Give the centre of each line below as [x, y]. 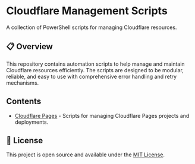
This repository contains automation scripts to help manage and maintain [96, 64]
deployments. [32, 122]
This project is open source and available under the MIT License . [86, 155]
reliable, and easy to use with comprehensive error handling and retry [92, 76]
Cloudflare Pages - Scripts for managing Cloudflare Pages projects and [102, 115]
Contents [24, 102]
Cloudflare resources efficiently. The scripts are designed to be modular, [95, 70]
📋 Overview [30, 46]
